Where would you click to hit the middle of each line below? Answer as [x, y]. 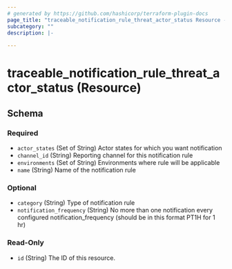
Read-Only [26, 243]
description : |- [30, 33]
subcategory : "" [30, 26]
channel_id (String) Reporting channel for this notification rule [105, 155]
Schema [25, 113]
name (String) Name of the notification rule [76, 170]
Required [23, 133]
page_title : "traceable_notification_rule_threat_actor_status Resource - [117, 20]
